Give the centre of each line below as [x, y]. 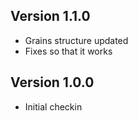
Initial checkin [53, 106]
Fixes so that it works [68, 51]
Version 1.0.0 [52, 82]
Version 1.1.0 [50, 16]
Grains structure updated [76, 40]
